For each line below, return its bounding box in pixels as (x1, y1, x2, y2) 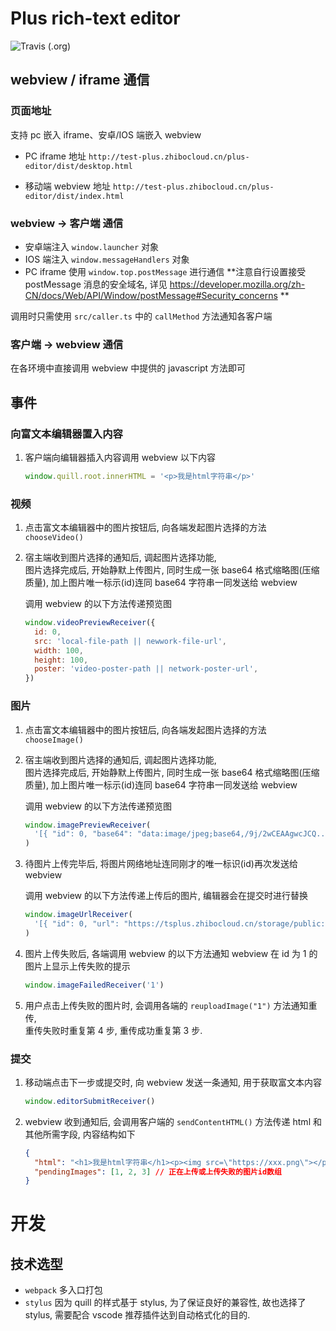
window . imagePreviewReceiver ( (24, 820, 152, 830)
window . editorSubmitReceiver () (24, 1096, 156, 1106)
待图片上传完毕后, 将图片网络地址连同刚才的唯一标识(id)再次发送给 (24, 858, 298, 870)
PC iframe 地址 (24, 150, 87, 162)
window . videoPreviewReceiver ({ (24, 618, 156, 628)
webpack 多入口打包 (24, 1284, 103, 1296)
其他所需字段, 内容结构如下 (24, 1128, 136, 1140)
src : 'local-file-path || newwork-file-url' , (34, 636, 227, 646)
